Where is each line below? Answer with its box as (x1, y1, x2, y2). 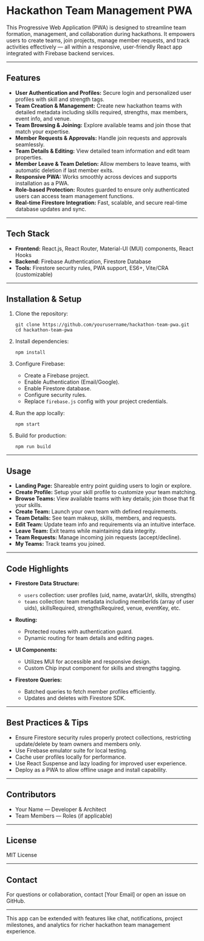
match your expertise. (15, 128, 70, 135)
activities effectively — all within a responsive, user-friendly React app (6, 43, 182, 50)
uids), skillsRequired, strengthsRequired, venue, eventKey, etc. (24, 604, 181, 612)
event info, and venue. (15, 115, 72, 122)
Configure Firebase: (15, 360, 66, 368)
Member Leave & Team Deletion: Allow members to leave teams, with (15, 160, 191, 167)
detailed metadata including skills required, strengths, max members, (15, 108, 188, 115)
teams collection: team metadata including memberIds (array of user (24, 598, 194, 605)
